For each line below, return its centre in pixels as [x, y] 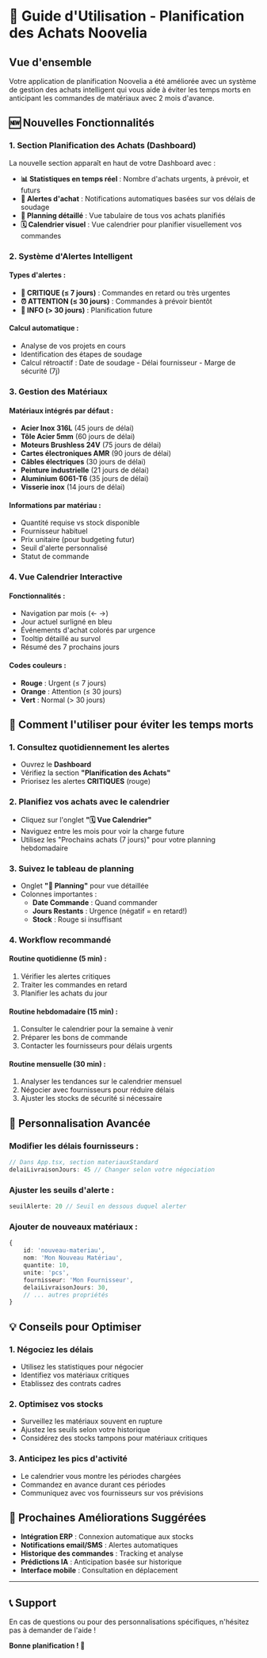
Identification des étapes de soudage [81, 354]
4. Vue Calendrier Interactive [66, 577]
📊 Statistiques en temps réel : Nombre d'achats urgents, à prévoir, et [134, 178]
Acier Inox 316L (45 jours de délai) [77, 428]
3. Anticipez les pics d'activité [68, 1459]
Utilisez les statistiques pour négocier [82, 1366]
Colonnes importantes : [59, 894]
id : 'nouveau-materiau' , [64, 1251]
